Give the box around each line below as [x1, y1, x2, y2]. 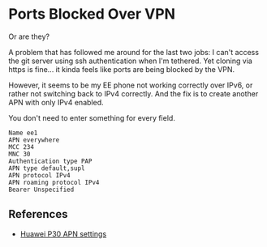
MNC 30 [8, 150, 31, 158]
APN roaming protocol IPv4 [8, 178, 100, 186]
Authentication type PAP [8, 157, 93, 165]
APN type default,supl [8, 164, 85, 172]
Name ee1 [8, 129, 38, 137]
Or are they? [8, 32, 50, 41]
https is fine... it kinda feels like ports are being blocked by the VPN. [8, 64, 235, 74]
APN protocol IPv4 [8, 171, 71, 179]
